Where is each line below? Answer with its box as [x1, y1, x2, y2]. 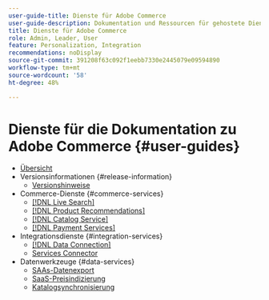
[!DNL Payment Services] [31, 223, 116, 233]
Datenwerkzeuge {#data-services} [19, 257, 134, 266]
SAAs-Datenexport [31, 266, 94, 275]
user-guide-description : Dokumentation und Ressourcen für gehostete [8, 19, 246, 27]
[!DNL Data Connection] [31, 240, 111, 250]
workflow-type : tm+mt [8, 64, 81, 72]
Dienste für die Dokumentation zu [8, 120, 237, 138]
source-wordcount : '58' [8, 71, 88, 79]
